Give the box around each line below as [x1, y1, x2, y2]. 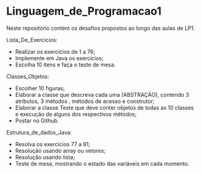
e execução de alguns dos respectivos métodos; [15, 110, 137, 118]
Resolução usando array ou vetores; [15, 147, 106, 154]
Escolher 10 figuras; [15, 84, 65, 92]
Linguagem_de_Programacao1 [6, 4, 162, 18]
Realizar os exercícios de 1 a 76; [15, 48, 95, 55]
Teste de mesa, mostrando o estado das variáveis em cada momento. [15, 160, 189, 167]
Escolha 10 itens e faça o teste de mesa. [15, 61, 116, 68]
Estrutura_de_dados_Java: [6, 129, 72, 136]
